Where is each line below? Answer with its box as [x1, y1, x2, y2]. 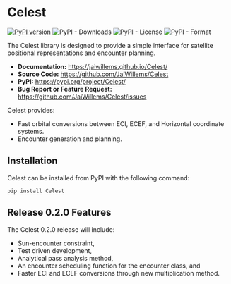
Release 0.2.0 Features [7, 206, 112, 218]
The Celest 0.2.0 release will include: [7, 225, 115, 233]
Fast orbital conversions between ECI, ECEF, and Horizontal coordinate [17, 119, 225, 128]
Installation [7, 155, 58, 167]
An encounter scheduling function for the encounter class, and [17, 261, 201, 270]
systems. [17, 127, 45, 135]
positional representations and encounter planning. [7, 49, 156, 57]
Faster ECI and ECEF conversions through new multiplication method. [17, 268, 220, 277]
